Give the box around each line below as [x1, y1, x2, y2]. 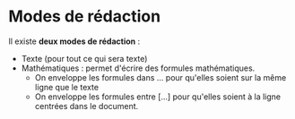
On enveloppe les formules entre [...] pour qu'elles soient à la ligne [34, 91, 282, 102]
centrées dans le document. [34, 100, 139, 111]
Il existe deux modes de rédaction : [8, 36, 141, 47]
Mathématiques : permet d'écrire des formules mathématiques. [21, 63, 256, 73]
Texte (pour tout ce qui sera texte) [21, 53, 148, 64]
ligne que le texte [34, 81, 100, 92]
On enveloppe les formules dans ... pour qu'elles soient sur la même [34, 72, 287, 82]
